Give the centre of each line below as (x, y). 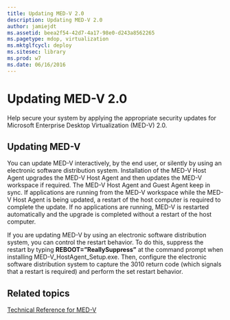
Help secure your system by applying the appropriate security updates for (112, 118)
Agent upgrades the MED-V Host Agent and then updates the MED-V (105, 178)
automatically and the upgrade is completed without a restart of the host (110, 215)
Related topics (38, 293)
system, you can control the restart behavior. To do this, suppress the (105, 242)
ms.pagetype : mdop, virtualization (58, 39)
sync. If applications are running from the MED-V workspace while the (106, 193)
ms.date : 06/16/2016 (37, 65)
